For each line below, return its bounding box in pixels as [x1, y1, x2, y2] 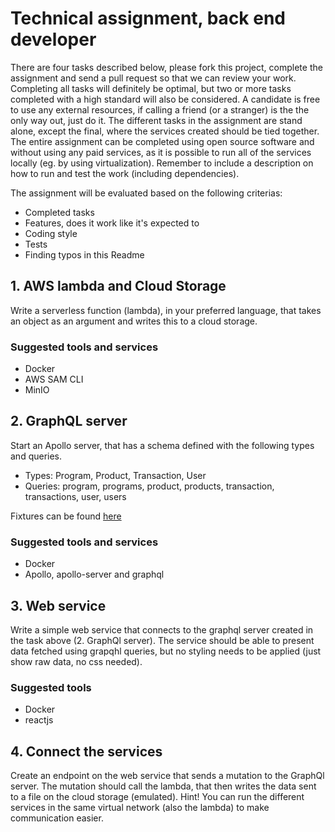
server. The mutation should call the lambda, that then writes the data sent [10, 780, 317, 792]
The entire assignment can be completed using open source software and [10, 135, 315, 147]
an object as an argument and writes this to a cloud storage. [10, 315, 258, 327]
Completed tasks [24, 206, 95, 218]
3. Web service [10, 597, 107, 614]
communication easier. [10, 812, 104, 824]
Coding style [24, 227, 78, 239]
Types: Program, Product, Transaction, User [24, 469, 207, 481]
